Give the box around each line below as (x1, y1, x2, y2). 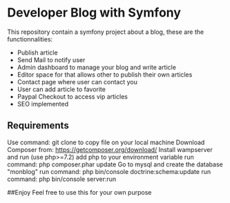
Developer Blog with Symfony (7, 5, 182, 21)
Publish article (17, 48, 58, 57)
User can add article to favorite (17, 85, 106, 93)
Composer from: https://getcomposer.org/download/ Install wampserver (7, 145, 213, 153)
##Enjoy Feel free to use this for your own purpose (7, 188, 152, 196)
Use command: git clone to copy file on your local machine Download (7, 138, 205, 146)
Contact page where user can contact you (17, 77, 138, 86)
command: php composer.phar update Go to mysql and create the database (7, 160, 223, 168)
